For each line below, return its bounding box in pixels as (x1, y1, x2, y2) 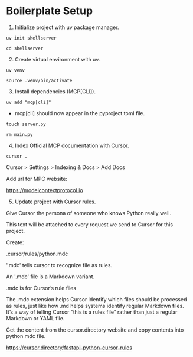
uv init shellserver (6, 35, 57, 41)
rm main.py (6, 131, 33, 137)
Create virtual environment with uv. (14, 56, 100, 63)
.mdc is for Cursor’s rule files (6, 284, 77, 291)
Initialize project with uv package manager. (14, 24, 119, 31)
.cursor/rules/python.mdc (6, 250, 68, 257)
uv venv (6, 67, 25, 73)
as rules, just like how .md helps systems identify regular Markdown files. (6, 302, 184, 309)
